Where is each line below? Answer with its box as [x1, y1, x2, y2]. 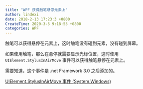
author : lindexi [5, 12, 39, 17]
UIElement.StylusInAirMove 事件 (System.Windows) [5, 78, 111, 84]
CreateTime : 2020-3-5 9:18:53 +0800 [5, 21, 81, 26]
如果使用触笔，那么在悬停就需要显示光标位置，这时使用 [5, 51, 119, 57]
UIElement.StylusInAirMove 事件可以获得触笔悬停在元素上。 [5, 57, 128, 63]
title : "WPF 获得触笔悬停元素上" [5, 7, 68, 12]
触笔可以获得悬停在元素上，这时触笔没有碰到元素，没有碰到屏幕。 [5, 40, 141, 46]
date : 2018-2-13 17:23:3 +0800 [5, 16, 70, 21]
